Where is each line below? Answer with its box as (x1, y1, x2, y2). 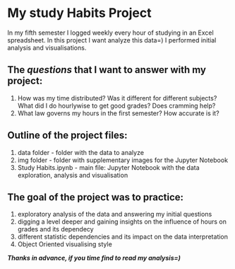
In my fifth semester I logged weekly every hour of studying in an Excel (7, 28, 214, 37)
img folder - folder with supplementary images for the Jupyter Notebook (17, 156, 228, 164)
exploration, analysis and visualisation (17, 171, 128, 179)
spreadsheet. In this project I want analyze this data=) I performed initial (7, 35, 217, 44)
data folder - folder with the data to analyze (17, 148, 145, 156)
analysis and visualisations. (7, 43, 87, 52)
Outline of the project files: (7, 130, 128, 142)
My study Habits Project (7, 5, 152, 21)
